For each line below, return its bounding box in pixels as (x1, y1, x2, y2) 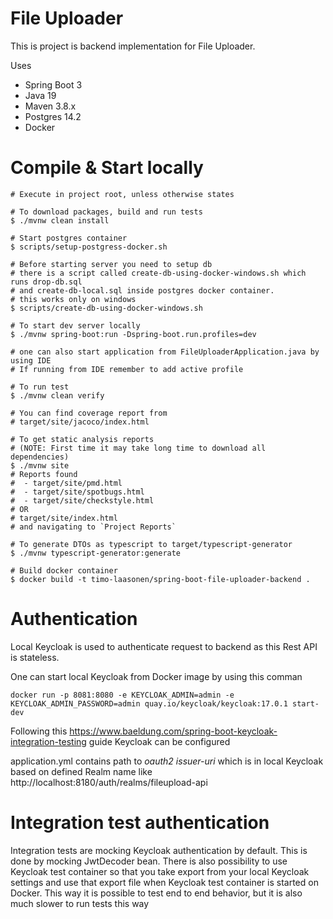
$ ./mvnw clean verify (10, 390, 105, 401)
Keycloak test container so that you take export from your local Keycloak (10, 865, 310, 877)
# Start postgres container (10, 233, 128, 243)
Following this (10, 725, 68, 737)
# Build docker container (10, 565, 118, 576)
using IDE (10, 355, 52, 366)
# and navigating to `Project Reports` (10, 522, 177, 532)
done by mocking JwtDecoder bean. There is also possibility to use (10, 855, 288, 867)
